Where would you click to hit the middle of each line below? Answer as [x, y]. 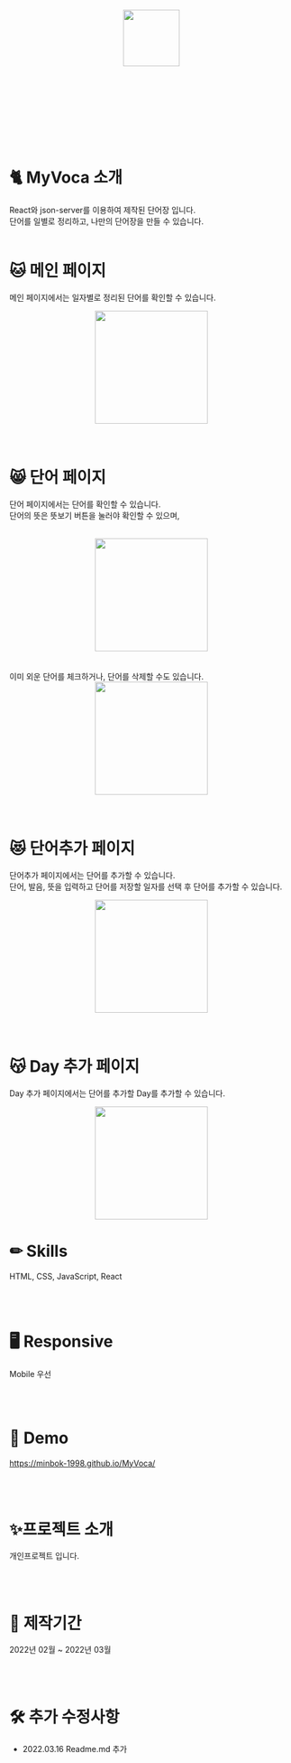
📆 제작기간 [46, 1623]
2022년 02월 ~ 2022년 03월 [60, 1650]
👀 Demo [39, 1438]
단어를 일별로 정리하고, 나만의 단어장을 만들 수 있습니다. [107, 221]
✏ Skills [39, 1251]
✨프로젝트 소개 [62, 1529]
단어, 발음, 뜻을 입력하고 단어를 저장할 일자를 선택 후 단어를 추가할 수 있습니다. [146, 886]
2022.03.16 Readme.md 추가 [75, 1749]
